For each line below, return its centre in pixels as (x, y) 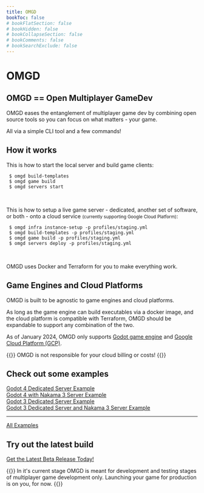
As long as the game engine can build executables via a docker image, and (100, 312)
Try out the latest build (50, 444)
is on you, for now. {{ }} (35, 484)
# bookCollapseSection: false (45, 35)
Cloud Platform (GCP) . (34, 343)
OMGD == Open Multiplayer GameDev (80, 98)
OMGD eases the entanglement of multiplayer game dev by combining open (101, 112)
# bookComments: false (35, 40)
